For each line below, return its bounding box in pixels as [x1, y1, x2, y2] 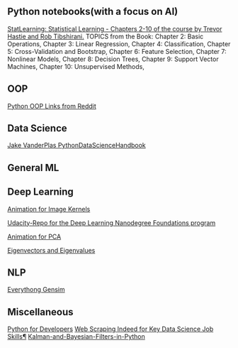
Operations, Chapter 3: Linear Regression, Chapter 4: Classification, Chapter [7, 39, 231, 48]
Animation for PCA [7, 232, 62, 241]
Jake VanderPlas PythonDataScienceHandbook [7, 141, 147, 150]
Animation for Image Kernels [7, 205, 91, 213]
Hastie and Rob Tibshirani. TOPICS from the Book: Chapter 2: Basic [7, 32, 204, 40]
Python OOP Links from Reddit [7, 102, 97, 110]
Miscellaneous [7, 305, 74, 318]
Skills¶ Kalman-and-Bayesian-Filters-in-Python [7, 332, 145, 341]
